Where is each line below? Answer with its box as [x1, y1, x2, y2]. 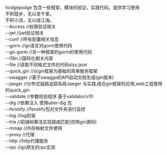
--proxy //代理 [5, 132, 35, 137]
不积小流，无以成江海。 [5, 17, 54, 23]
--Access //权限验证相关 [5, 23, 56, 29]
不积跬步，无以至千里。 [5, 11, 54, 17]
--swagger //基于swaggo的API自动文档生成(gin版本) [5, 74, 114, 80]
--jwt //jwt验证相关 [5, 30, 44, 36]
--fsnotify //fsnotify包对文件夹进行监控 [5, 106, 86, 112]
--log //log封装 [5, 112, 36, 118]
